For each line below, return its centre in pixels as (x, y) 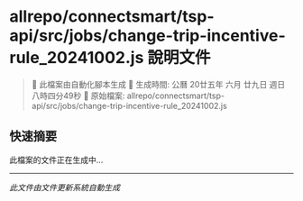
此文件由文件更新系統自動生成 (64, 187)
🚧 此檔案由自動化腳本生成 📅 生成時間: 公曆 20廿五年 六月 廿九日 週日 (158, 84)
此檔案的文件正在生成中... (56, 160)
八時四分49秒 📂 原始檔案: (78, 96)
